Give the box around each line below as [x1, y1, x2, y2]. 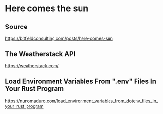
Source [5, 23, 28, 31]
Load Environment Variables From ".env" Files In [5, 77, 156, 85]
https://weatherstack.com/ [5, 62, 59, 69]
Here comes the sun [5, 3, 89, 14]
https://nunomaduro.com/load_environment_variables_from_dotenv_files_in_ [5, 98, 159, 104]
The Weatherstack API [5, 50, 76, 58]
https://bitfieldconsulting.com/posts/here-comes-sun [5, 35, 113, 41]
